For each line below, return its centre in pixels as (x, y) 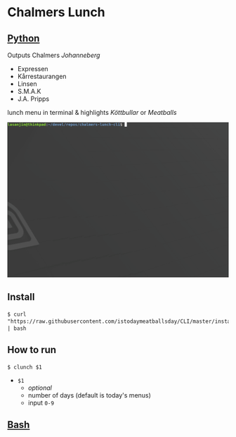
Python (24, 38)
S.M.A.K (29, 91)
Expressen (33, 69)
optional (40, 388)
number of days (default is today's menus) (89, 395)
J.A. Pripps (33, 99)
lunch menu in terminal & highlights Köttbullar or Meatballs (92, 112)
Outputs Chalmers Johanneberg (54, 55)
